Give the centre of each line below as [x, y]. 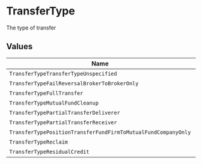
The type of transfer [31, 28]
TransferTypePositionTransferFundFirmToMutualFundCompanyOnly [100, 132]
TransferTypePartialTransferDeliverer [65, 113]
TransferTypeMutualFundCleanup [54, 103]
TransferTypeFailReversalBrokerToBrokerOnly [74, 83]
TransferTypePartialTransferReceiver [63, 122]
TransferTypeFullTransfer [46, 93]
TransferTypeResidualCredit [49, 152]
